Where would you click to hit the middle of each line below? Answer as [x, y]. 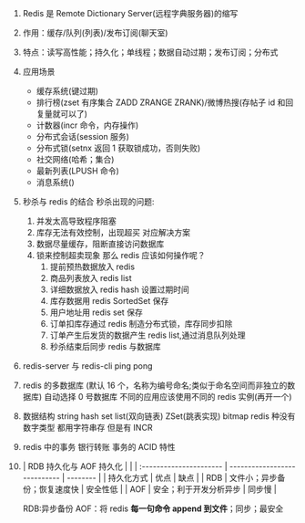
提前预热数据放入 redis [92, 267]
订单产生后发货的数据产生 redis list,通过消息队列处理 [147, 335]
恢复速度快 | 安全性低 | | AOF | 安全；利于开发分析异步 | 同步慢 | [158, 489]
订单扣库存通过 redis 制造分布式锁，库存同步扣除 [141, 324]
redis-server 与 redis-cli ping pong [87, 366]
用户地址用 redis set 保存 [96, 312]
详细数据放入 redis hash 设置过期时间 [119, 289]
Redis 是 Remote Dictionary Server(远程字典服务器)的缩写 [130, 13]
